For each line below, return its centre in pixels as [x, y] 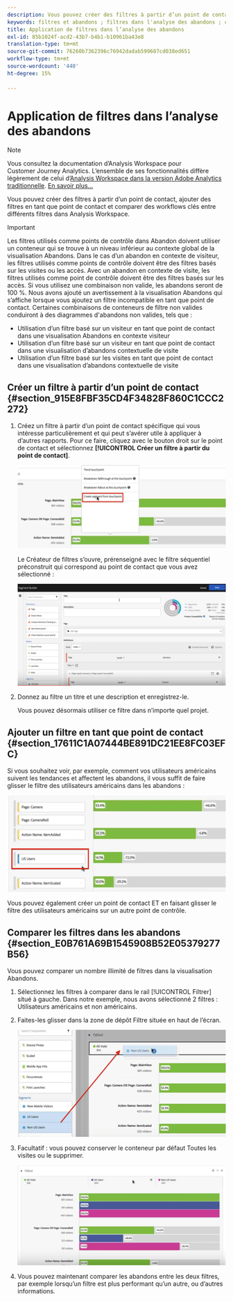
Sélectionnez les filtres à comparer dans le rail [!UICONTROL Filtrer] [114, 992]
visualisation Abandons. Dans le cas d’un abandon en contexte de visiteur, [113, 256]
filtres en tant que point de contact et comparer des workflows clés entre [112, 207]
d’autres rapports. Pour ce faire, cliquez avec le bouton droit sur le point [120, 441]
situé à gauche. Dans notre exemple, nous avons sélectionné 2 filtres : [118, 1000]
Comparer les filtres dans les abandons [94, 932]
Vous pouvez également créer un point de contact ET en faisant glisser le [112, 903]
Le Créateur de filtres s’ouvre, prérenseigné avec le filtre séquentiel [113, 559]
